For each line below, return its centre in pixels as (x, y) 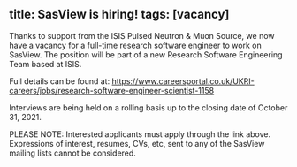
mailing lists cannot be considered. (73, 153)
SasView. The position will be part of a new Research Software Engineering (146, 54)
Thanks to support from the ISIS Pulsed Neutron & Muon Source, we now (142, 35)
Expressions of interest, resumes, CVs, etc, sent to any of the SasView (137, 143)
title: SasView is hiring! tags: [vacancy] (119, 15)
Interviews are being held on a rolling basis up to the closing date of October (148, 107)
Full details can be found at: (60, 81)
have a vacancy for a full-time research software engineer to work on (136, 45)
